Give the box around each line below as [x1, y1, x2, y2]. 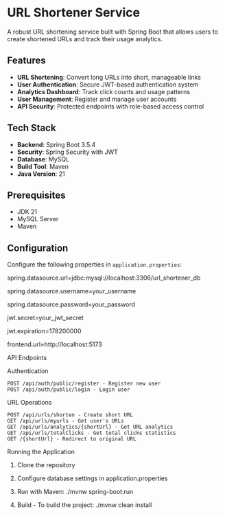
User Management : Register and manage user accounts [16, 95, 177, 103]
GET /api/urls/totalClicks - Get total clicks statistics [7, 429, 176, 437]
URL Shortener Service [7, 5, 141, 21]
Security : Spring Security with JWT [16, 148, 119, 156]
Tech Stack [7, 122, 56, 134]
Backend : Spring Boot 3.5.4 [16, 140, 96, 148]
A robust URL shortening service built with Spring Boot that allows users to [7, 27, 218, 36]
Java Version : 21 [16, 170, 65, 178]
